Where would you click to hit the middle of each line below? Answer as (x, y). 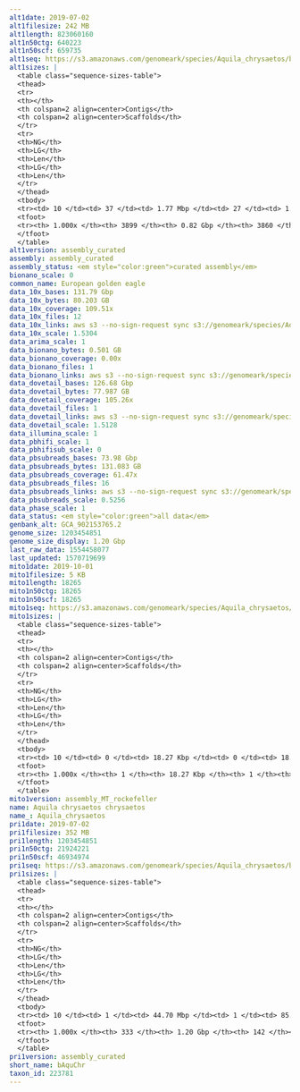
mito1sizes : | (36, 616)
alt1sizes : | (33, 68)
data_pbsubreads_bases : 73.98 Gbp (74, 458)
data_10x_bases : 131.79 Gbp (62, 292)
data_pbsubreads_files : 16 (59, 483)
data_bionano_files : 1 (51, 367)
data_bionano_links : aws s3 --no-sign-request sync (107, 375)
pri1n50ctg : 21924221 (50, 849)
